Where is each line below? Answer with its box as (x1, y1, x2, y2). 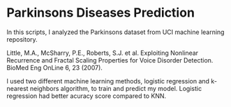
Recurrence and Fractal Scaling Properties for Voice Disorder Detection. (6, 56, 214, 64)
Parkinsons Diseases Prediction (6, 5, 195, 21)
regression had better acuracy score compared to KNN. (6, 92, 167, 100)
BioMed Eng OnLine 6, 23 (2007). (6, 63, 103, 72)
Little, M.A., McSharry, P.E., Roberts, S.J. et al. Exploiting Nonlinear (6, 49, 199, 57)
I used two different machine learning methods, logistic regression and (6, 76, 210, 85)
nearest (6, 84, 29, 92)
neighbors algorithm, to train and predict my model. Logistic (29, 84, 202, 92)
